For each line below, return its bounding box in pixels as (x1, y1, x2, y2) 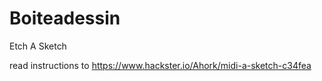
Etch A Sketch (9, 40, 67, 52)
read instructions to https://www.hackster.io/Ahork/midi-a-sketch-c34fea (9, 59, 312, 71)
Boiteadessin (9, 7, 121, 30)
